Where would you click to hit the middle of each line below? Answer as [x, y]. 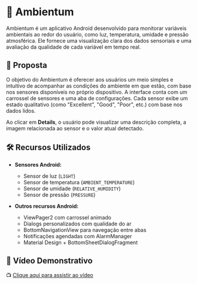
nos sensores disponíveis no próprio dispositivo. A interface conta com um [97, 92]
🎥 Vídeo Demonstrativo [49, 261]
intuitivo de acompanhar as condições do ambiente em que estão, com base [99, 86]
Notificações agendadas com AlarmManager [78, 236]
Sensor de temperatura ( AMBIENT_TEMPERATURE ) [79, 182]
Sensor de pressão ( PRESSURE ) [59, 195]
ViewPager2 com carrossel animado [67, 217]
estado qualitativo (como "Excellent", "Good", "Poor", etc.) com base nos [94, 104]
